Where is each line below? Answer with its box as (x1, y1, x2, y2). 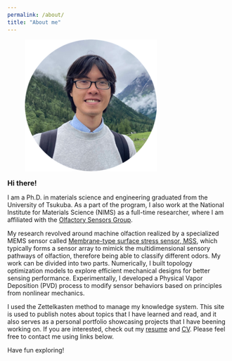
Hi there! (7, 178, 37, 188)
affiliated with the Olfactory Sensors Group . (7, 215, 134, 224)
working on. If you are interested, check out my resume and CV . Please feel (7, 324, 226, 333)
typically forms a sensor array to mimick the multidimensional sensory (7, 244, 211, 252)
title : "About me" (7, 18, 61, 26)
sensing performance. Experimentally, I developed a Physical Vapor (7, 274, 203, 282)
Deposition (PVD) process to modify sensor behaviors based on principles (7, 281, 223, 289)
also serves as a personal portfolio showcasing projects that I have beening (7, 317, 226, 326)
